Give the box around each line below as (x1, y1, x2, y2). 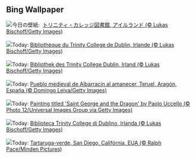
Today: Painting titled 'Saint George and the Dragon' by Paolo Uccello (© (12, 100, 191, 107)
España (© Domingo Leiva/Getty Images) (6, 86, 107, 93)
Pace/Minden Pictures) (6, 145, 62, 153)
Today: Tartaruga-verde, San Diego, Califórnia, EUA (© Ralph (12, 139, 162, 146)
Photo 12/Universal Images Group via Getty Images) (6, 106, 133, 113)
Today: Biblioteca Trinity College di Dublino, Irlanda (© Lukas (12, 120, 162, 127)
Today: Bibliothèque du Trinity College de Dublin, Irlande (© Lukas (12, 41, 175, 48)
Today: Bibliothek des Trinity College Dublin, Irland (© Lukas (12, 60, 160, 67)
